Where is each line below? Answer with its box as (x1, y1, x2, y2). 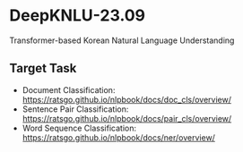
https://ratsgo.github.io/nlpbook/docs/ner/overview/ (22, 131, 215, 143)
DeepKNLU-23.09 (9, 5, 146, 26)
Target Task (9, 61, 77, 76)
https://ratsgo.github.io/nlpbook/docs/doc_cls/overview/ (22, 94, 231, 105)
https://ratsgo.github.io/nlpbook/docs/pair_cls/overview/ (22, 113, 232, 123)
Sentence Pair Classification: (22, 104, 129, 114)
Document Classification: (22, 84, 116, 95)
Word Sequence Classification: (22, 122, 137, 133)
